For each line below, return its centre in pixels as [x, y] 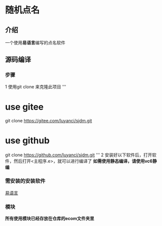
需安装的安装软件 [25, 181]
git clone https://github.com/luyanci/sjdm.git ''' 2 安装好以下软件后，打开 [79, 155]
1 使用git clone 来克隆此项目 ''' [36, 86]
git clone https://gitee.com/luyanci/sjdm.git [49, 120]
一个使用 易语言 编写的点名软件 [35, 43]
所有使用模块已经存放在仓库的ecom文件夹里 [50, 219]
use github [27, 140]
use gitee [25, 107]
